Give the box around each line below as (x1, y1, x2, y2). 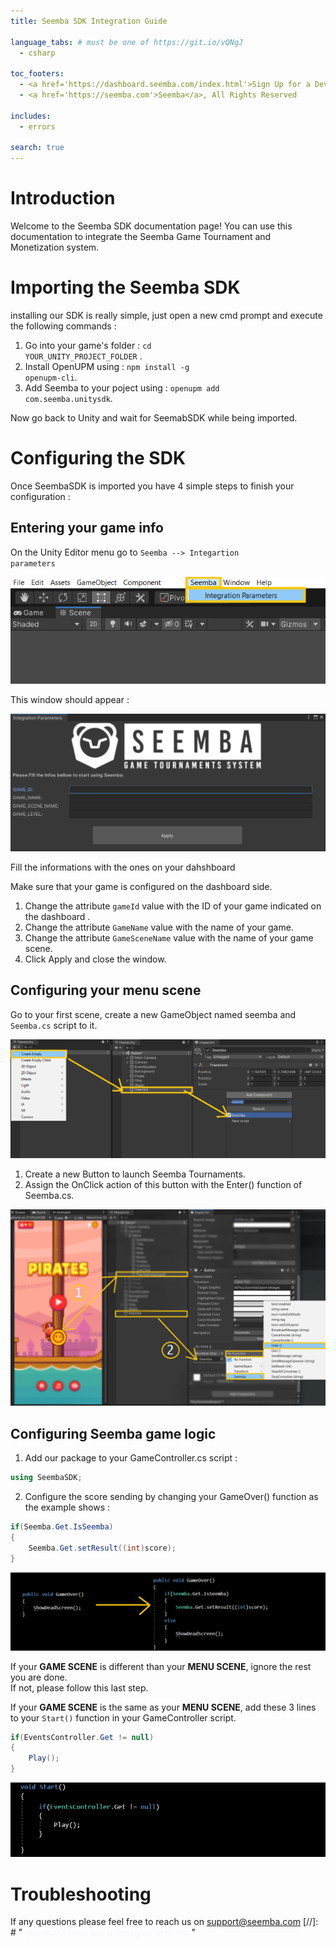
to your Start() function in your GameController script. (10, 1711, 237, 1724)
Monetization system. (10, 241, 100, 254)
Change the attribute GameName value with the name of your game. (24, 921, 294, 934)
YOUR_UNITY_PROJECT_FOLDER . (24, 350, 143, 362)
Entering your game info (10, 520, 164, 537)
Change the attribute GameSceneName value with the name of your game (24, 932, 314, 944)
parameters (10, 558, 56, 569)
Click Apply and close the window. (24, 953, 167, 965)
